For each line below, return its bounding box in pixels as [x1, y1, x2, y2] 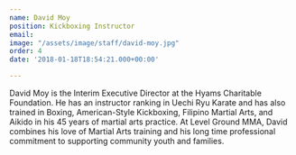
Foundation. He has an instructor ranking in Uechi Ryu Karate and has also [9, 97, 286, 108]
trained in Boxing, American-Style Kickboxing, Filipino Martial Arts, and [9, 107, 273, 117]
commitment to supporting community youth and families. [9, 136, 225, 146]
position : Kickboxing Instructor [9, 22, 135, 31]
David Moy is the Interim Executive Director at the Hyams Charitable [9, 87, 262, 98]
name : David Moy [9, 13, 70, 23]
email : [9, 30, 34, 39]
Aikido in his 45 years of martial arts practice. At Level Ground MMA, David [9, 116, 288, 127]
